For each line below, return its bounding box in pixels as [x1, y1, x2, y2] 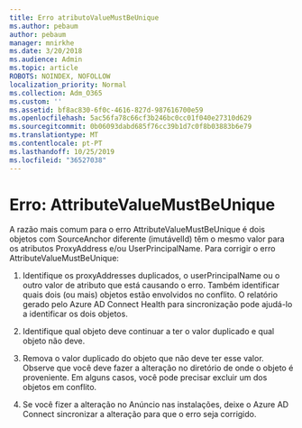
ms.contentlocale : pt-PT [9, 139, 103, 148]
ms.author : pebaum [9, 22, 78, 31]
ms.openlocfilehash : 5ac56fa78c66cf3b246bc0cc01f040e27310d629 [9, 114, 252, 123]
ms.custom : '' [9, 96, 63, 106]
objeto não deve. [22, 335, 86, 347]
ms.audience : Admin [9, 55, 83, 64]
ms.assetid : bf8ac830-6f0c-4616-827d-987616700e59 [9, 105, 204, 114]
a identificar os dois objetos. [22, 308, 128, 320]
